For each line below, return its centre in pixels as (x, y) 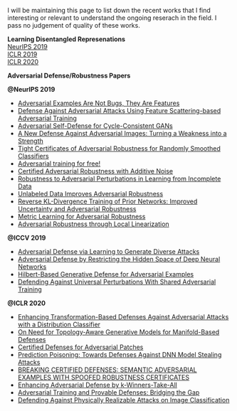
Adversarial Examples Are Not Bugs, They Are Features (99, 103)
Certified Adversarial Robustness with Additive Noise (95, 171)
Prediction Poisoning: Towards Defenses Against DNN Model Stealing (120, 354)
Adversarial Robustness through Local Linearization (93, 224)
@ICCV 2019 (27, 238)
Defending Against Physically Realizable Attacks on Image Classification (123, 400)
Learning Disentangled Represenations (67, 39)
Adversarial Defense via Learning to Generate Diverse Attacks (109, 251)
